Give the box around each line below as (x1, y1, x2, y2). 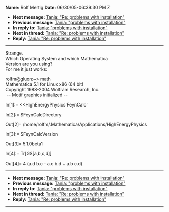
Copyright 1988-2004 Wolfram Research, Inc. (5, 87, 100, 92)
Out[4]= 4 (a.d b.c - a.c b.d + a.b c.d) (5, 161, 83, 166)
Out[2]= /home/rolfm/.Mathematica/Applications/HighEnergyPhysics (5, 121, 147, 127)
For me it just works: (5, 66, 48, 72)
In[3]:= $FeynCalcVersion (5, 131, 58, 137)
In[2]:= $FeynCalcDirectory (5, 112, 62, 118)
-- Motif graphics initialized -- (6, 92, 68, 98)
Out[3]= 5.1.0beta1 (5, 141, 43, 147)
